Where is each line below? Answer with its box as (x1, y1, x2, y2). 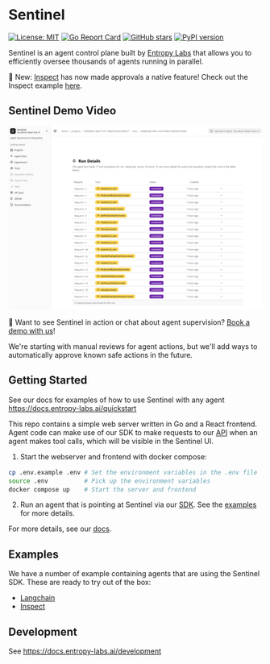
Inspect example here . (8, 81, 83, 90)
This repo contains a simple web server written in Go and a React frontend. (8, 419, 258, 429)
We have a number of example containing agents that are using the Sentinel (8, 569, 260, 579)
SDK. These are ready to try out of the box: (8, 578, 152, 587)
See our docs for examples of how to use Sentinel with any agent (8, 395, 225, 405)
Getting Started (8, 373, 88, 388)
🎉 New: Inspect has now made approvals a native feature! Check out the (8, 72, 248, 81)
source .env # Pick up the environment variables (8, 477, 211, 485)
